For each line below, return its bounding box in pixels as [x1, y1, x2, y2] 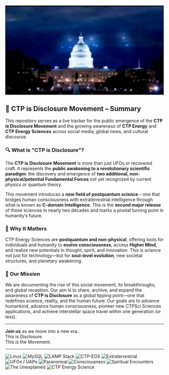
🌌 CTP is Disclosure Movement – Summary [5, 104, 141, 113]
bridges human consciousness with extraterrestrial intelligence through [5, 197, 153, 203]
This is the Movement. [5, 339, 51, 345]
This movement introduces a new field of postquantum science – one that [5, 191, 160, 197]
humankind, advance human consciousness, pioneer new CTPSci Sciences [5, 303, 161, 309]
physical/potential [5, 176, 44, 182]
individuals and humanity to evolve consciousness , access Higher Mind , [5, 242, 157, 248]
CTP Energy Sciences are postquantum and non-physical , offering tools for [5, 236, 164, 242]
